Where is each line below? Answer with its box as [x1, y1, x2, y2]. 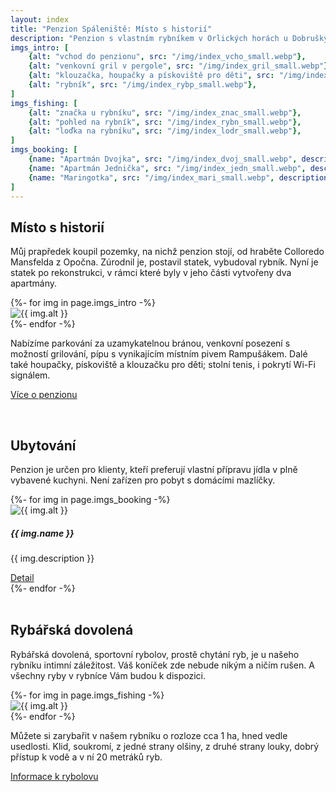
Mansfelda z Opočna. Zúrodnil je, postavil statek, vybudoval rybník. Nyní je [10, 256, 319, 268]
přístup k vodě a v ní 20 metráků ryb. [10, 751, 163, 763]
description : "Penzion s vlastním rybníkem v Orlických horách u [10, 33, 288, 43]
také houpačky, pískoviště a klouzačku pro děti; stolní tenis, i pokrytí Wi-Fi [10, 359, 316, 371]
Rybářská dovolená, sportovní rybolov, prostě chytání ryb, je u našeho [10, 648, 300, 660]
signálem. [10, 369, 51, 381]
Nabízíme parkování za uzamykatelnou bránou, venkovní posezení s [10, 337, 291, 350]
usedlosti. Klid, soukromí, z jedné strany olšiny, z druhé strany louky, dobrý [10, 740, 320, 752]
